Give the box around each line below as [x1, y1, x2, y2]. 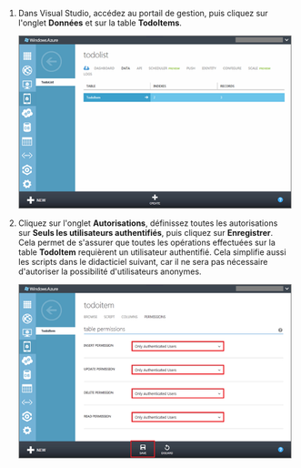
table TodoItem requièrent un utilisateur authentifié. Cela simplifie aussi [17, 247, 286, 258]
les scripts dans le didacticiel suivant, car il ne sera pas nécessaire [17, 257, 268, 268]
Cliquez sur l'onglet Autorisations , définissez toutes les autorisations [17, 218, 278, 229]
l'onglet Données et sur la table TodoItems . [17, 17, 182, 28]
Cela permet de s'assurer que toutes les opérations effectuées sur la [17, 237, 276, 249]
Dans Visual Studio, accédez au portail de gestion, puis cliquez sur [17, 8, 268, 18]
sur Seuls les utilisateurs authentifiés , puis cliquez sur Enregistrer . [17, 228, 274, 239]
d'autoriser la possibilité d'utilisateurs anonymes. [17, 266, 202, 277]
